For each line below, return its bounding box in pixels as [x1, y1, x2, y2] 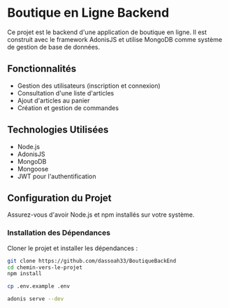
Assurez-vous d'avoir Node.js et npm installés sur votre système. [7, 210, 195, 219]
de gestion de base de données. [7, 43, 101, 51]
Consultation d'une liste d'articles [17, 88, 114, 97]
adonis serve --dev [7, 295, 64, 302]
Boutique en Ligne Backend [7, 5, 170, 21]
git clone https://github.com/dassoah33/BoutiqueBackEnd [7, 257, 177, 264]
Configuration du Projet [7, 192, 112, 203]
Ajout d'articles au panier [17, 96, 90, 105]
